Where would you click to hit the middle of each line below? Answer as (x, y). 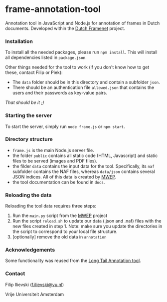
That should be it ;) (25, 102)
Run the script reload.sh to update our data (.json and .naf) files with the (87, 221)
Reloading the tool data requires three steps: (51, 206)
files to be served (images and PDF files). (55, 160)
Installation (19, 41)
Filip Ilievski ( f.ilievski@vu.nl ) (35, 284)
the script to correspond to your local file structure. (65, 231)
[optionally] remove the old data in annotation (59, 237)
